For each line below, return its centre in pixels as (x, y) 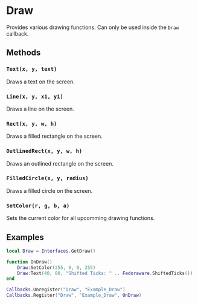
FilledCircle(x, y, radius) (47, 178)
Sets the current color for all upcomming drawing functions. (81, 218)
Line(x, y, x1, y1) (35, 96)
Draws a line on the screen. (40, 109)
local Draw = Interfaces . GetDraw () (51, 251)
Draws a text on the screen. (41, 82)
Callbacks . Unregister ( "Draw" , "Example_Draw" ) (66, 290)
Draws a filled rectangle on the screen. (54, 136)
